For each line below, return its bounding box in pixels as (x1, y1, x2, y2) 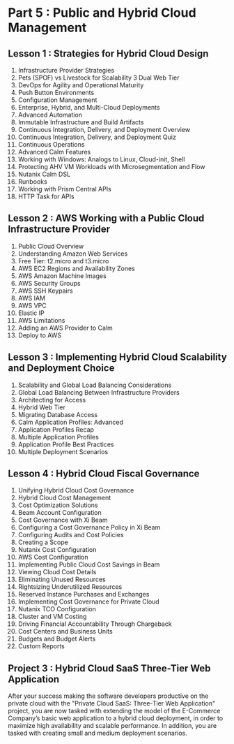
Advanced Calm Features (17, 148, 91, 156)
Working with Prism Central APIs (17, 185, 112, 193)
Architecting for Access (17, 395, 86, 404)
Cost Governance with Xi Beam (17, 516, 108, 525)
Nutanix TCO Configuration (17, 605, 96, 613)
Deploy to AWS (17, 330, 62, 340)
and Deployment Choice (8, 362, 115, 374)
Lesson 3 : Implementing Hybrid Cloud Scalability (8, 351, 227, 363)
